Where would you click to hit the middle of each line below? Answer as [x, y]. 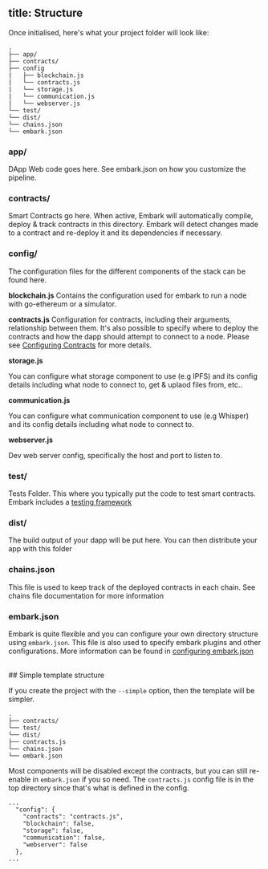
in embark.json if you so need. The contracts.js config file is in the [143, 779]
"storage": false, [53, 830]
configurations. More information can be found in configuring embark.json [131, 651]
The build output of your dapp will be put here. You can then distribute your [133, 540]
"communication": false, [64, 838]
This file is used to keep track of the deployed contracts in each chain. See [132, 587]
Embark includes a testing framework [70, 502]
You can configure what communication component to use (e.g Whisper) [129, 416]
